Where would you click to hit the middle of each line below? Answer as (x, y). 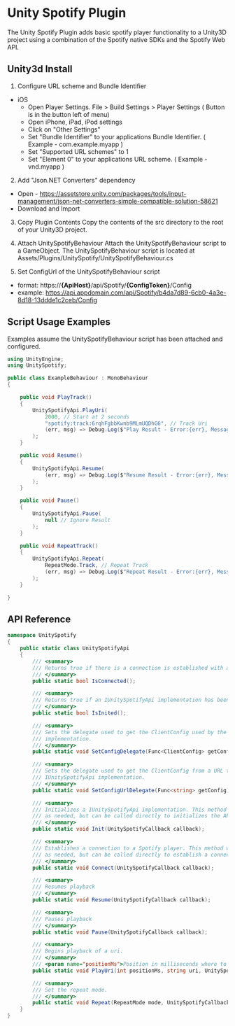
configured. (24, 346)
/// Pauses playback (62, 919)
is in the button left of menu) (69, 114)
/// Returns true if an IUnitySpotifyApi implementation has (123, 700)
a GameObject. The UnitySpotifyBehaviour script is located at (106, 251)
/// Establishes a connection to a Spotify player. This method (128, 848)
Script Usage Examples (59, 322)
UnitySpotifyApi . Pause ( (67, 514)
